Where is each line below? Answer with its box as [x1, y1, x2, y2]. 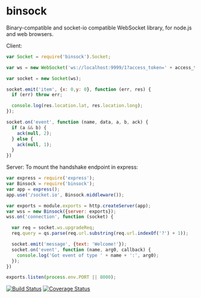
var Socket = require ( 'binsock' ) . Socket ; [6, 53, 111, 59]
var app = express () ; [6, 186, 60, 192]
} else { [11, 136, 33, 142]
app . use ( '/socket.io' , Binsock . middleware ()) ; [6, 192, 124, 198]
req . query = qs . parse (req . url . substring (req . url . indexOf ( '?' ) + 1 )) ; [11, 230, 189, 237]
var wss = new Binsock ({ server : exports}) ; [6, 208, 117, 214]
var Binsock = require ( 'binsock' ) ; [6, 181, 95, 187]
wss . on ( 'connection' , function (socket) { [6, 214, 114, 220]
